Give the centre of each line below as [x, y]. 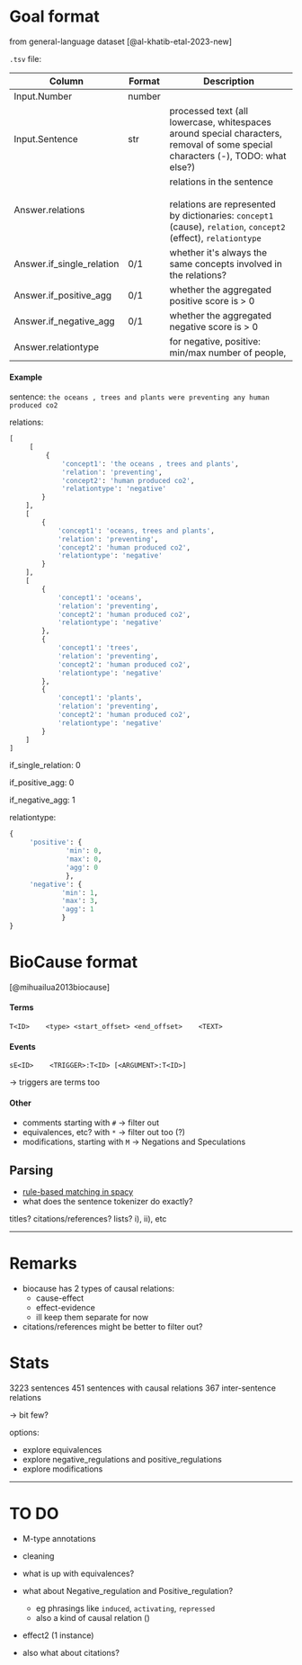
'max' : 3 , [80, 901]
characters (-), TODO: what [228, 156]
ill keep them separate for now [92, 1317]
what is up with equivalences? [78, 1574]
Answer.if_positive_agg [63, 295]
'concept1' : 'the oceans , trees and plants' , [151, 464]
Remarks [44, 1263]
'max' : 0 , [84, 859]
